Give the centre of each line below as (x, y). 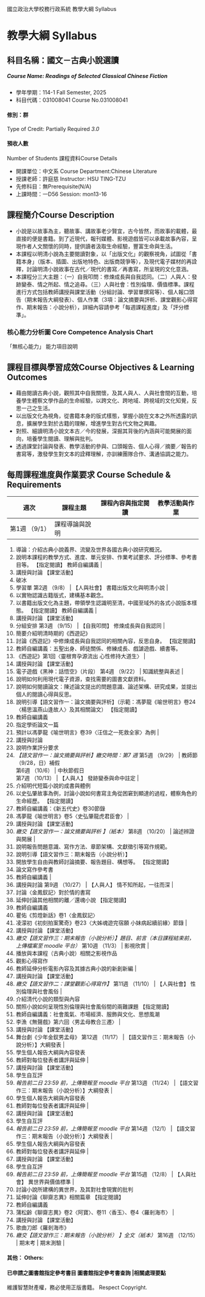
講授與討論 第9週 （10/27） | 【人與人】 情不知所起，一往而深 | (95, 884)
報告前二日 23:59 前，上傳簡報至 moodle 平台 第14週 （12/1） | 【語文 (103, 1128)
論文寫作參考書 (34, 869)
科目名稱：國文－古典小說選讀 (63, 60)
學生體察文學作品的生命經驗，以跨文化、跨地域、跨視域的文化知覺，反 (109, 400)
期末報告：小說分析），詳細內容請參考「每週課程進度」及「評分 (105, 307)
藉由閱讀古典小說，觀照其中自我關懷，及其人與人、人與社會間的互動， (104, 393)
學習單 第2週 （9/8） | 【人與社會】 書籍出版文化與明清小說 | (92, 588)
